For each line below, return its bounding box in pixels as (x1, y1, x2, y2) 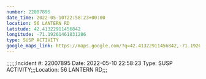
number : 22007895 (6, 9, 51, 15)
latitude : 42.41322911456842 (6, 26, 81, 32)
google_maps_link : (6, 43, 53, 49)
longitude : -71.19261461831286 (6, 32, 86, 38)
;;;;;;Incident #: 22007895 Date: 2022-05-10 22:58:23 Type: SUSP (6, 59, 173, 67)
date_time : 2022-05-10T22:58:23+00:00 (6, 15, 105, 21)
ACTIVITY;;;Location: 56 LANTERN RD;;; (6, 66, 107, 73)
